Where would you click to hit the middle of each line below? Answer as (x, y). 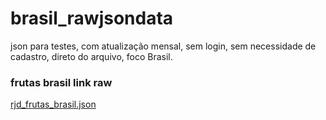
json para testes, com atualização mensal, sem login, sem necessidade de (163, 46)
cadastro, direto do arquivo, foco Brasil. (91, 56)
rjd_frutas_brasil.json (53, 104)
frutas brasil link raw (61, 82)
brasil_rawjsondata (92, 18)
